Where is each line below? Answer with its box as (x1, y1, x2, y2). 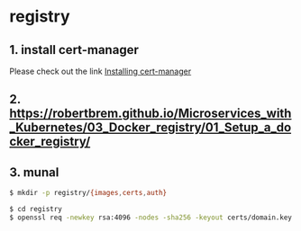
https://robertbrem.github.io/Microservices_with (9, 106, 292, 121)
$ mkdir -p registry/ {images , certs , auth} (9, 189, 168, 198)
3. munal (9, 164, 59, 180)
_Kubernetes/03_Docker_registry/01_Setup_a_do (9, 120, 292, 136)
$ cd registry (9, 205, 63, 214)
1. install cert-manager (9, 42, 140, 58)
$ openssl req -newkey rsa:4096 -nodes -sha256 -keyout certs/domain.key (9, 213, 293, 222)
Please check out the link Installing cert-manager (9, 66, 192, 76)
